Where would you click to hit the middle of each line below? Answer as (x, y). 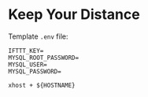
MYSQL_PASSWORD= (35, 71)
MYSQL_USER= (28, 65)
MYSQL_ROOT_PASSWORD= (44, 58)
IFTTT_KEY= (26, 50)
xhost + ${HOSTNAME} (42, 85)
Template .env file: (38, 36)
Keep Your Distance (74, 15)
